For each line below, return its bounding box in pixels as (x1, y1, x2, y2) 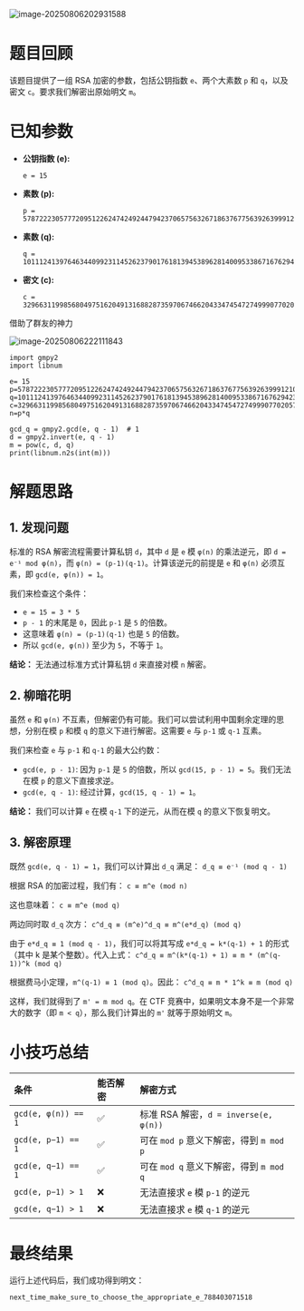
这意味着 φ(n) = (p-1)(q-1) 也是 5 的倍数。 (22, 628, 185, 639)
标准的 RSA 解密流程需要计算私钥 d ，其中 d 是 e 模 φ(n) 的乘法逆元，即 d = (9, 545, 287, 557)
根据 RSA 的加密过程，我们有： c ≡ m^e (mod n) (9, 880, 188, 891)
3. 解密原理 (9, 835, 71, 850)
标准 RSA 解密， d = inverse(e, (139, 1108, 273, 1120)
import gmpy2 (9, 353, 59, 362)
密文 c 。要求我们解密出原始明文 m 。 (9, 86, 142, 97)
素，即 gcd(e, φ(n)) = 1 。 (9, 568, 109, 580)
